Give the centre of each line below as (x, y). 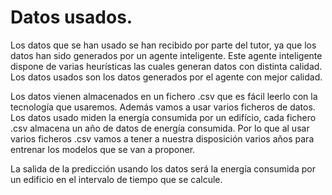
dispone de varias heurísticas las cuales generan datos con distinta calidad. (166, 66)
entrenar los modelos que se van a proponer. (103, 149)
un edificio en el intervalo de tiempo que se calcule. (116, 179)
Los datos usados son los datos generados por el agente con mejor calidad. (166, 77)
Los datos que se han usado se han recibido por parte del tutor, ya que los (163, 45)
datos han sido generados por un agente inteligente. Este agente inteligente (166, 55)
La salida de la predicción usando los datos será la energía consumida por (163, 168)
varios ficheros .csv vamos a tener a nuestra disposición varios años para (162, 138)
